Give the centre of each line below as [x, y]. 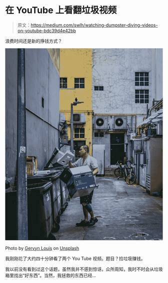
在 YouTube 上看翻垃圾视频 [61, 10]
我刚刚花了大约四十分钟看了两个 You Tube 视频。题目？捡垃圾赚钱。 [75, 258]
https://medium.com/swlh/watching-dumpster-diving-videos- [94, 25]
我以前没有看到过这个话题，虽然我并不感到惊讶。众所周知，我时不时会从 [79, 269]
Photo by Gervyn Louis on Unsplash [42, 248]
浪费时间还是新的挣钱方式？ [34, 41]
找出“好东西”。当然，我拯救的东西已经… [55, 275]
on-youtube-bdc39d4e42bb [47, 30]
